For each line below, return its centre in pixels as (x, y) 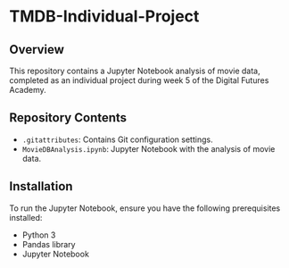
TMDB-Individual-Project (104, 17)
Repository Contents (68, 118)
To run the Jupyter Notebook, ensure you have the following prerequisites (145, 208)
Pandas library (49, 244)
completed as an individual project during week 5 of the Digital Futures (139, 80)
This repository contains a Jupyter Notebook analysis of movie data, (135, 71)
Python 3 (39, 235)
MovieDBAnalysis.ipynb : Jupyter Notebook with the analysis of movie (149, 148)
